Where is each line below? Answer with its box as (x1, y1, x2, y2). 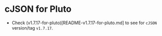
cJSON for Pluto (4, 3, 72, 15)
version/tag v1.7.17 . (11, 25, 53, 31)
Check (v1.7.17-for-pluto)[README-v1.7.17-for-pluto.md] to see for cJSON (11, 20, 157, 26)
